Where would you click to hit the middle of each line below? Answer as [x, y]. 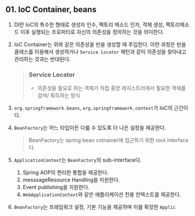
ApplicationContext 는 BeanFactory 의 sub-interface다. [78, 160]
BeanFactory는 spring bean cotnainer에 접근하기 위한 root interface [108, 140]
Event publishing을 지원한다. [56, 187]
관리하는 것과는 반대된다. [42, 59]
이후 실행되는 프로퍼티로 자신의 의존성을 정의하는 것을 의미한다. [92, 32]
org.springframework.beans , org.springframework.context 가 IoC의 [93, 108]
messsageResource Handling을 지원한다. [71, 180]
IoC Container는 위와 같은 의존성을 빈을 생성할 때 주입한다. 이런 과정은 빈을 [100, 44]
